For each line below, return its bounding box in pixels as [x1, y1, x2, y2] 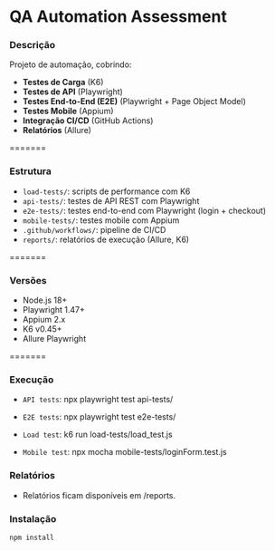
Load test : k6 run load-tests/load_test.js [22, 429, 174, 440]
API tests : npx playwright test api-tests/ [22, 394, 174, 405]
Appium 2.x [22, 314, 66, 325]
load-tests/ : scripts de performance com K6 [22, 186, 191, 197]
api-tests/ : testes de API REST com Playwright [22, 195, 200, 206]
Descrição [9, 39, 56, 52]
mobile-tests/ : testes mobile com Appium [22, 215, 180, 226]
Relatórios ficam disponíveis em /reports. [22, 489, 176, 500]
